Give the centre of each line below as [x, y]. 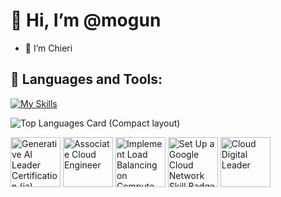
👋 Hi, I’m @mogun [86, 20]
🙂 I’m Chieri [48, 48]
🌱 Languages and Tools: [86, 79]
